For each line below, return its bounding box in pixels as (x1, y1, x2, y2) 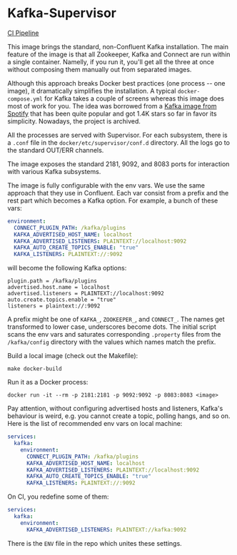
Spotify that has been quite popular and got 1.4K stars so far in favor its (7, 109, 217, 118)
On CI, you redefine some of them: (7, 492, 109, 501)
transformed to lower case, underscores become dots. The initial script (7, 322, 216, 331)
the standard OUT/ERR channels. (7, 146, 104, 154)
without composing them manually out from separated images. (7, 65, 192, 73)
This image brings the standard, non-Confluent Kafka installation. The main (7, 42, 228, 51)
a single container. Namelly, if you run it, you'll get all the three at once (7, 57, 214, 66)
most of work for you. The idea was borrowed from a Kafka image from (7, 101, 217, 110)
